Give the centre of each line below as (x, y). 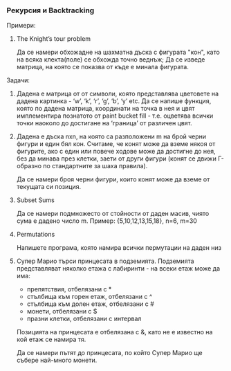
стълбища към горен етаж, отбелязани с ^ (90, 297)
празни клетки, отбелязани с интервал (84, 319)
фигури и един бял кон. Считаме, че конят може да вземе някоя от (116, 144)
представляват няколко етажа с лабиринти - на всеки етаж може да (118, 269)
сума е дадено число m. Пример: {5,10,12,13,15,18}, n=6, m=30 (107, 221)
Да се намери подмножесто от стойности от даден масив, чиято (113, 214)
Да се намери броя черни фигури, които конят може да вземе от (113, 179)
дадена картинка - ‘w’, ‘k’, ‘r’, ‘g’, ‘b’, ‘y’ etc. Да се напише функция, (114, 101)
